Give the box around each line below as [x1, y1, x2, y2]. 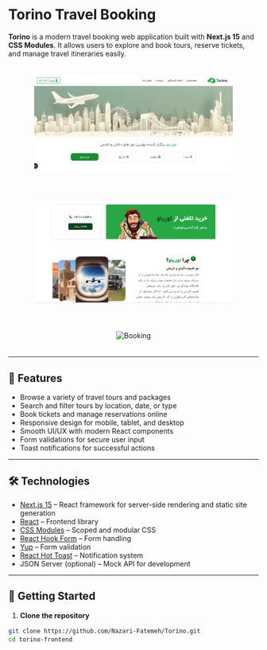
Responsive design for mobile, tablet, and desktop [19, 418, 184, 427]
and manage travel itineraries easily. [8, 49, 127, 58]
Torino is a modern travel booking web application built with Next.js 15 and [8, 32, 254, 41]
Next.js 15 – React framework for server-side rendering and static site [19, 500, 248, 509]
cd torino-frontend [8, 635, 73, 644]
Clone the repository [19, 610, 90, 620]
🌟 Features [8, 372, 63, 385]
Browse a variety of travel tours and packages [19, 392, 171, 403]
